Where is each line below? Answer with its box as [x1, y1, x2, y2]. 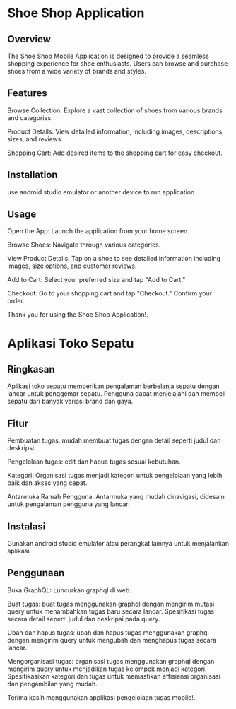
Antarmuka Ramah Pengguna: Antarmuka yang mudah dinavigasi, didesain [7, 493, 225, 501]
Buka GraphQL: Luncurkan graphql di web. [7, 585, 132, 594]
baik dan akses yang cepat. [7, 479, 88, 487]
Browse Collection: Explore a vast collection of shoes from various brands [7, 106, 223, 115]
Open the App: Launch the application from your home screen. [7, 227, 189, 235]
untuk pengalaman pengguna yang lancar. [7, 500, 130, 508]
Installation [7, 169, 58, 181]
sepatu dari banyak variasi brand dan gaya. [7, 397, 134, 406]
